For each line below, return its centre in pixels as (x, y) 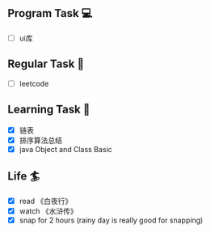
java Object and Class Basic (65, 149)
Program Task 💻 (50, 13)
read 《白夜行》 (46, 201)
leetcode (34, 83)
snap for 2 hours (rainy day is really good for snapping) (111, 220)
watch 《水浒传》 (48, 211)
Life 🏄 (24, 176)
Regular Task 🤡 (46, 64)
